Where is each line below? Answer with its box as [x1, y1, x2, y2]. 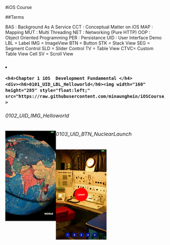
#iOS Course [5, 5, 32, 10]
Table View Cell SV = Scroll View [5, 51, 73, 57]
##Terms [5, 14, 24, 20]
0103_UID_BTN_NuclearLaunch [56, 131, 132, 138]
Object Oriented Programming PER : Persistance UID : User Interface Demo [5, 35, 162, 40]
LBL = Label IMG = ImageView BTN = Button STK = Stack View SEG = [5, 40, 150, 46]
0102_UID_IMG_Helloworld [5, 112, 69, 119]
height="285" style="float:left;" [5, 88, 90, 93]
